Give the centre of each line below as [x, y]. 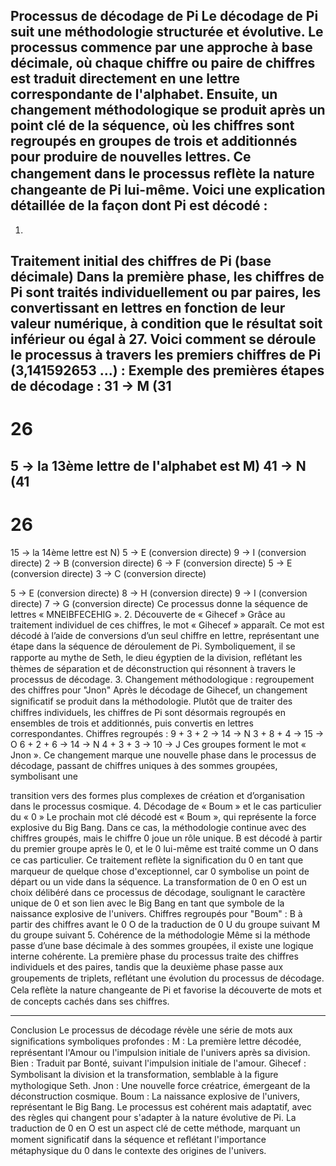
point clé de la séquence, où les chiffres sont [152, 125]
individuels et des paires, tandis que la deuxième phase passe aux [147, 966]
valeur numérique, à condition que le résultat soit [166, 324]
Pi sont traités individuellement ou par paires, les [166, 292]
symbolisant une [44, 776]
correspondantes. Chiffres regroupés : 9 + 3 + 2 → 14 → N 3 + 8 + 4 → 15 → [167, 733]
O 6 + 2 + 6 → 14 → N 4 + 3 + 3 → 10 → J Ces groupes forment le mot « [158, 744]
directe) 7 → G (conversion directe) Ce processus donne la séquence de [159, 603]
